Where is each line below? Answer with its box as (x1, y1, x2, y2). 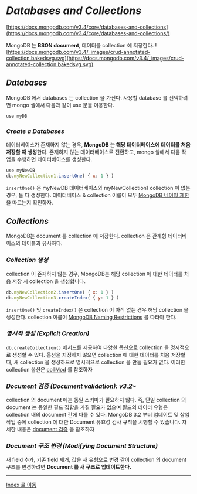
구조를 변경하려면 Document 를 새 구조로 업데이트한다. (6, 464, 132, 471)
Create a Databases (6, 127, 64, 135)
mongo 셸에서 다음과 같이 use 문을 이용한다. (12, 101, 114, 108)
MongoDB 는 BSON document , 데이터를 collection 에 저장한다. (6, 42, 154, 49)
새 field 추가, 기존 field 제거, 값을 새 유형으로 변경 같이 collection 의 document (6, 456, 186, 464)
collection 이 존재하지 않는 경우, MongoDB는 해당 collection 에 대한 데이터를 (6, 270, 183, 277)
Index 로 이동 (6, 482, 37, 489)
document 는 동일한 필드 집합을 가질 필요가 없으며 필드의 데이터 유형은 (6, 404, 168, 411)
